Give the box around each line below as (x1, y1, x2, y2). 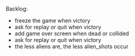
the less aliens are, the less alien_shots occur (14, 43, 129, 50)
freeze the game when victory (14, 17, 91, 24)
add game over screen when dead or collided (14, 30, 130, 37)
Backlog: (5, 5, 28, 12)
